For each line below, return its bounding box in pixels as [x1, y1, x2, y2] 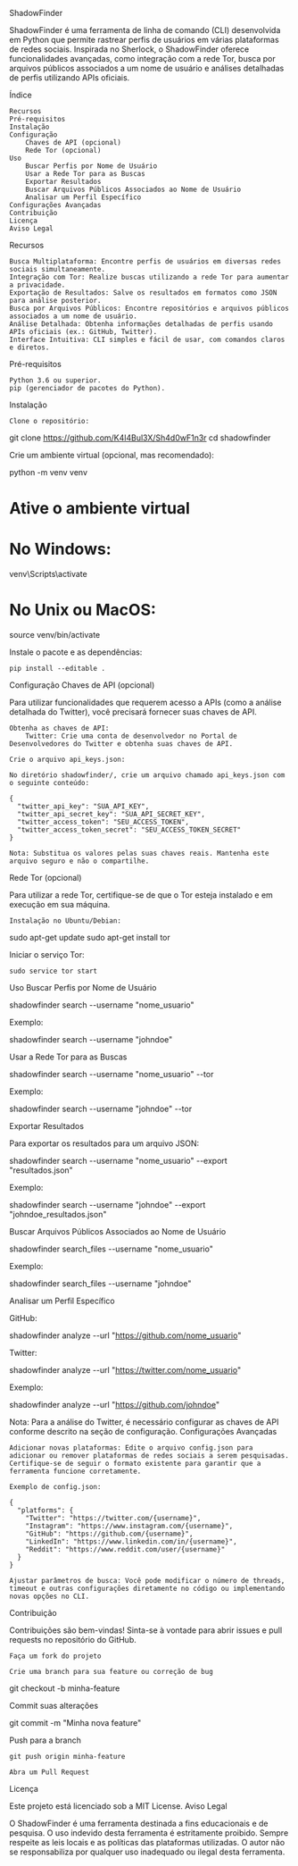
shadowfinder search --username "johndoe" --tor [9, 1103, 193, 1115]
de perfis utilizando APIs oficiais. [9, 72, 130, 83]
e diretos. [9, 343, 50, 352]
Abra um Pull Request [9, 1768, 90, 1777]
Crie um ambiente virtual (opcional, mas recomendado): [9, 450, 214, 460]
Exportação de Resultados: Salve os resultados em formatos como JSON [9, 289, 277, 297]
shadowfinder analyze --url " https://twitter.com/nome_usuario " [9, 1365, 242, 1376]
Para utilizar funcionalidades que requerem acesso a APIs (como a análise [9, 697, 282, 708]
